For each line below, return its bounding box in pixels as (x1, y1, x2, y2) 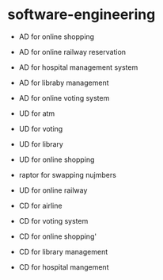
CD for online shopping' (18, 232, 97, 241)
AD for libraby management (18, 78, 109, 87)
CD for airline (18, 201, 63, 210)
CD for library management (18, 247, 108, 256)
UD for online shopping (18, 155, 95, 164)
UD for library (18, 139, 64, 148)
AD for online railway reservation (18, 47, 127, 56)
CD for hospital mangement (18, 262, 109, 271)
